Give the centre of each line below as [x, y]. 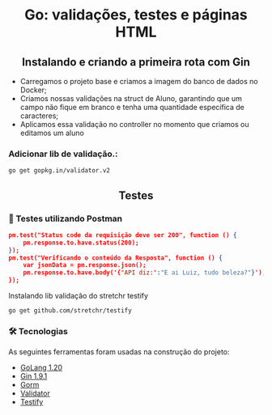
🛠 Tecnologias [38, 332]
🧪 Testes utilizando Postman [66, 218]
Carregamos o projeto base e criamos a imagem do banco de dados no [139, 81]
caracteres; [39, 116]
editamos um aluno [52, 133]
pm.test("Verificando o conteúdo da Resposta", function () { [115, 258]
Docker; [33, 90]
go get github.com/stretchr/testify [70, 311]
